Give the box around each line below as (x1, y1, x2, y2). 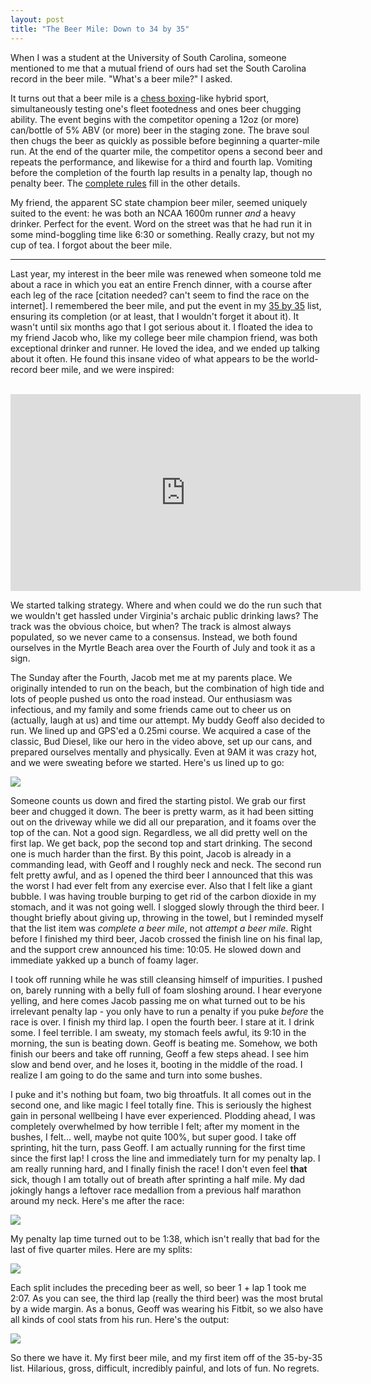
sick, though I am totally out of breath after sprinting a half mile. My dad (10, 1173, 306, 1185)
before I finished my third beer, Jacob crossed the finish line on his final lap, (10, 932, 323, 945)
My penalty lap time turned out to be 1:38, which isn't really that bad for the (10, 1232, 321, 1245)
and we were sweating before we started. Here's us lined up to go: (10, 756, 285, 768)
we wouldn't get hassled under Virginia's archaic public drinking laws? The (10, 609, 319, 621)
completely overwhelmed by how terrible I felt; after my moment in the (10, 1120, 300, 1132)
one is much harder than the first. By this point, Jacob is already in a (10, 847, 292, 860)
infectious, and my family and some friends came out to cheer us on (10, 703, 292, 715)
